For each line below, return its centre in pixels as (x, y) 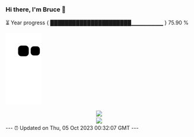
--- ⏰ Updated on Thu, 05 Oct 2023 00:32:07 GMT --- (72, 128)
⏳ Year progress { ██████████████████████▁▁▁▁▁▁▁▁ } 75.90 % (97, 23)
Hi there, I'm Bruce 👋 (36, 9)
